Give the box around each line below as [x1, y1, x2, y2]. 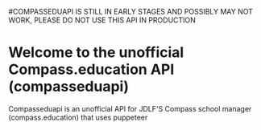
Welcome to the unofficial [8, 43, 184, 62]
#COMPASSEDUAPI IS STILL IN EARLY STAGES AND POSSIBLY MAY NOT [8, 7, 254, 16]
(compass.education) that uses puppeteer [8, 112, 148, 122]
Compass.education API [8, 60, 175, 79]
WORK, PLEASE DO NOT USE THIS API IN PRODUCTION [8, 15, 196, 25]
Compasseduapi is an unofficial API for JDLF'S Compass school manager [8, 104, 252, 113]
